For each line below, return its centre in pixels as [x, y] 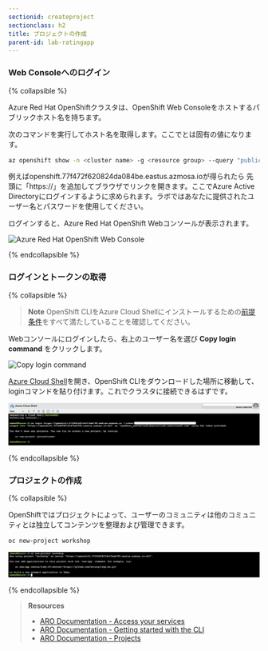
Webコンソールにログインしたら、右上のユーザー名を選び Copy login [122, 338]
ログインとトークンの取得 [57, 278]
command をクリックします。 [57, 349]
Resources [46, 606]
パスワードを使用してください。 [95, 206]
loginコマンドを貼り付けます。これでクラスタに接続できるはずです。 [120, 391]
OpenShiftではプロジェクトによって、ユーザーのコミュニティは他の [118, 515]
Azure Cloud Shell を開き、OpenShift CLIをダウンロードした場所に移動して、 [134, 381]
